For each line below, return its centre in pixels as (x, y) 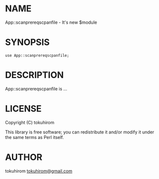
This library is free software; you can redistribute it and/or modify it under (80, 132)
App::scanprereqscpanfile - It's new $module (51, 22)
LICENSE (23, 109)
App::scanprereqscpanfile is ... (36, 89)
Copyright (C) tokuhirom (30, 122)
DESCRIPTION (34, 75)
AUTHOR (24, 157)
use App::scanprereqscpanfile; (37, 55)
